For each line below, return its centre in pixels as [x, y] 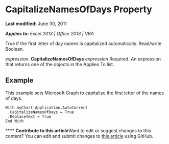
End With [15, 121]
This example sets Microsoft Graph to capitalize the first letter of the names [85, 93]
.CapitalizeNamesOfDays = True [41, 112]
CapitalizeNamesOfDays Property [79, 9]
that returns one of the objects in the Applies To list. [60, 64]
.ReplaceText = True [29, 116]
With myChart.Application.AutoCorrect [46, 108]
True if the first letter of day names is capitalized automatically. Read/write [83, 43]
